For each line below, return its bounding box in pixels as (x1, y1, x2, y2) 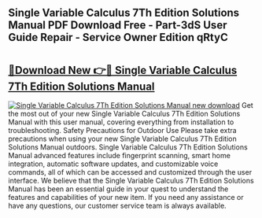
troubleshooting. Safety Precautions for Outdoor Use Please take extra (8, 126, 238, 135)
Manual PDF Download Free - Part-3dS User (8, 19, 227, 32)
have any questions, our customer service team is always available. (8, 201, 227, 210)
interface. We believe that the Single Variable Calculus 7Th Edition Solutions (8, 176, 254, 185)
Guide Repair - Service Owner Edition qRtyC (8, 31, 228, 44)
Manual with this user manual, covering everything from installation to (8, 117, 234, 127)
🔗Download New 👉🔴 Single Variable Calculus (8, 63, 238, 77)
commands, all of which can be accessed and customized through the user (8, 168, 253, 176)
